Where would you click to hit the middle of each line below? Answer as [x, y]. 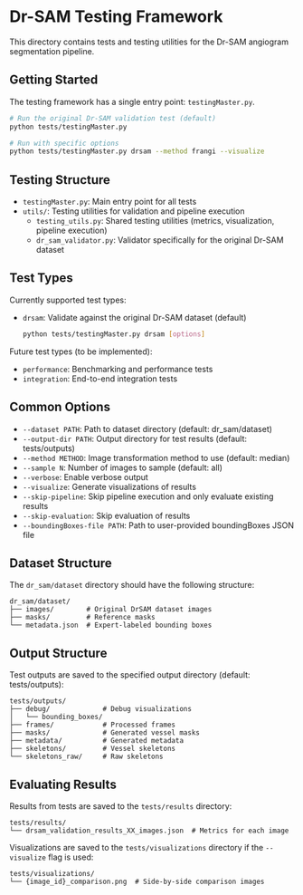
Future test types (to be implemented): [81, 351]
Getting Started [54, 80]
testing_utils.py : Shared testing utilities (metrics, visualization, [155, 221]
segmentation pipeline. [52, 51]
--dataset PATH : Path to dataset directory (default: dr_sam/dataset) [147, 428]
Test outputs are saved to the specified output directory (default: [130, 675]
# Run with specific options [64, 143]
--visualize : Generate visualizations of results [109, 486]
